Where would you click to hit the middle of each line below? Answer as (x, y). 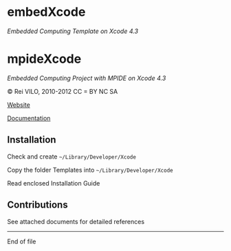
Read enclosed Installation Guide (54, 183)
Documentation (29, 118)
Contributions (37, 205)
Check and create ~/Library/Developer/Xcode (71, 157)
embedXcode (46, 12)
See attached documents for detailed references (76, 221)
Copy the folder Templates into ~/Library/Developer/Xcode (90, 170)
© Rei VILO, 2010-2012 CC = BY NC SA (63, 91)
